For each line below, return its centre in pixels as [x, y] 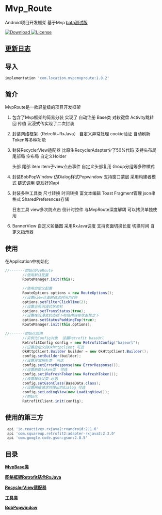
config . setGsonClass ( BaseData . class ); [62, 383]
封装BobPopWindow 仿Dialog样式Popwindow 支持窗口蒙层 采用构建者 [82, 177]
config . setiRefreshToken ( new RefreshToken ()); [70, 374]
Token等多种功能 [29, 140]
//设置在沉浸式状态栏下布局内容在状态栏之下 [61, 316]
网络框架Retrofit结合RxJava [33, 477]
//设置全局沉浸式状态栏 [43, 306]
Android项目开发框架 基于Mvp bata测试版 [47, 22]
